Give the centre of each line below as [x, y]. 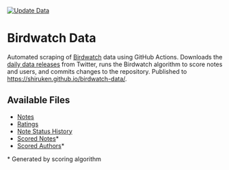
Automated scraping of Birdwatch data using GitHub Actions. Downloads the [115, 57]
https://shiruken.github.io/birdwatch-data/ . [67, 79]
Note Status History [45, 131]
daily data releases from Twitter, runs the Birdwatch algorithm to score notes [115, 64]
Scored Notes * [38, 138]
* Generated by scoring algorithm [54, 159]
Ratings [28, 124]
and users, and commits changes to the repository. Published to [97, 71]
